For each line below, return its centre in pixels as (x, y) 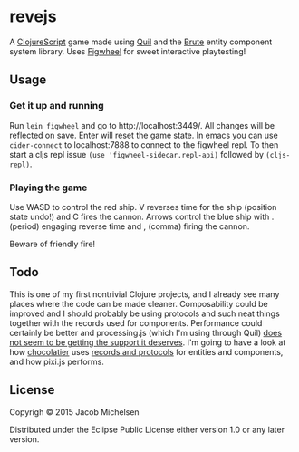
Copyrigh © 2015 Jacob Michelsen (74, 412)
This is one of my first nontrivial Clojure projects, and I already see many (145, 294)
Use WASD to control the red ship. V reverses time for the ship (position (143, 207)
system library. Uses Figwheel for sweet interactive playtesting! (128, 51)
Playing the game (48, 188)
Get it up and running (57, 106)
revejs (33, 17)
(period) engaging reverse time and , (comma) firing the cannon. (130, 226)
